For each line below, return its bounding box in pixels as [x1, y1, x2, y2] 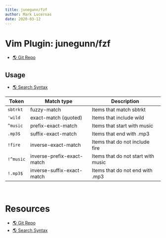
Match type [44, 98, 73, 105]
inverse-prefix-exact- [30, 153, 83, 160]
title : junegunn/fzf [5, 7, 48, 12]
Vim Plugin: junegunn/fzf [5, 38, 111, 49]
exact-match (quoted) [30, 115, 83, 121]
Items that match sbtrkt [91, 106, 146, 113]
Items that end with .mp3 [91, 130, 150, 137]
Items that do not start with [91, 153, 155, 160]
